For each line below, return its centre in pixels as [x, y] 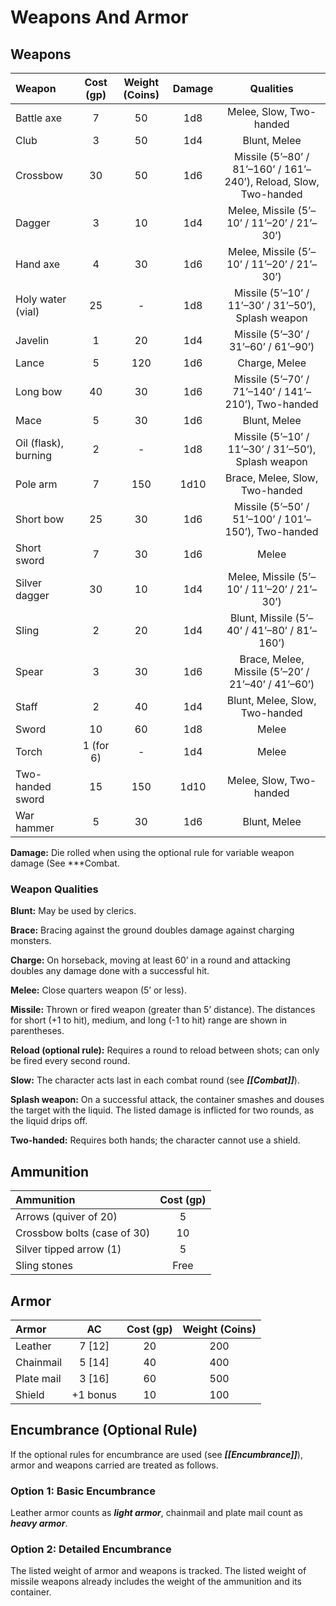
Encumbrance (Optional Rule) [104, 1430]
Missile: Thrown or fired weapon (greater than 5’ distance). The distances [163, 1010]
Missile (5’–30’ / [271, 334]
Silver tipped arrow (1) [68, 1249]
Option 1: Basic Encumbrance [83, 1491]
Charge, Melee [272, 363]
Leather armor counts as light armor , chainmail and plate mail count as [156, 1513]
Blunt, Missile [261, 618]
